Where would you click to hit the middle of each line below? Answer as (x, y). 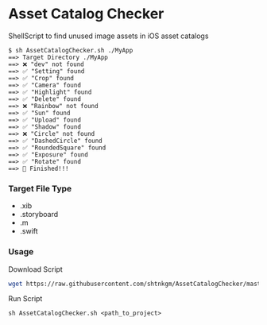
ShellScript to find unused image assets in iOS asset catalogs (108, 36)
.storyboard (39, 215)
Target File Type (40, 188)
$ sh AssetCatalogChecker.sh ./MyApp (71, 50)
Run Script (25, 299)
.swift (29, 231)
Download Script (36, 269)
